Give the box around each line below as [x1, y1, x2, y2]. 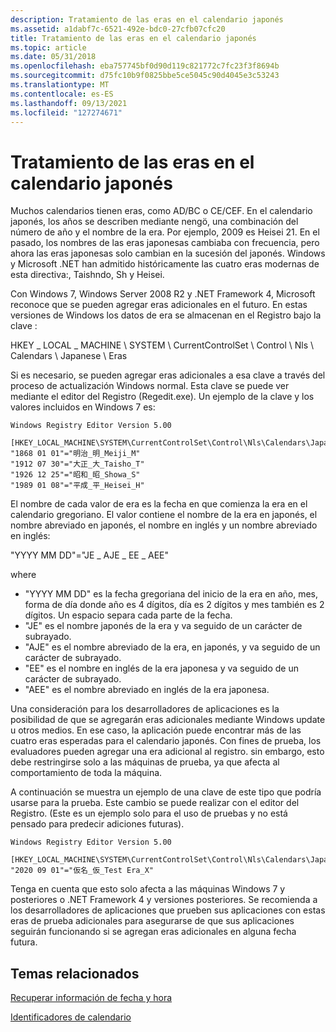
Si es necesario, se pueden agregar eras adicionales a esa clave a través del [10, 369, 326, 381]
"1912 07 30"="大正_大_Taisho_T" [10, 459, 145, 470]
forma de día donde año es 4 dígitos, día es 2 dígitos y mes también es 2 [24, 599, 325, 611]
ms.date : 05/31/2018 [10, 52, 97, 62]
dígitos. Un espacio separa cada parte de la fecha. [24, 609, 233, 621]
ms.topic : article [10, 42, 87, 53]
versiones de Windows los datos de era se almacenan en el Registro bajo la [10, 309, 322, 321]
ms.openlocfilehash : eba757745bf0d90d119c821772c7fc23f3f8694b [10, 61, 280, 71]
